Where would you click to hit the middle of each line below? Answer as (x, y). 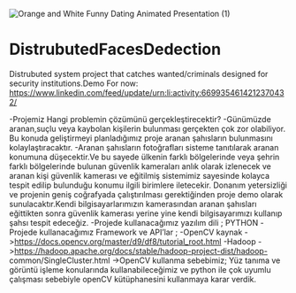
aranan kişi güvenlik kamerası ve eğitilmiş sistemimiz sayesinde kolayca (140, 175)
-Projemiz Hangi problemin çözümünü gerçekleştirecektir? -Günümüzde (140, 119)
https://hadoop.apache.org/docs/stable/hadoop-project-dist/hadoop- (141, 251)
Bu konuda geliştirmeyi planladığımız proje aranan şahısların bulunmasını (141, 138)
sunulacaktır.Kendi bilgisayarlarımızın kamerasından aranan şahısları (133, 204)
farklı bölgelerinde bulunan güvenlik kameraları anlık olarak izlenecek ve (140, 166)
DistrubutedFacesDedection (115, 50)
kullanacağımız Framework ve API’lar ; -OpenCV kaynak (141, 232)
